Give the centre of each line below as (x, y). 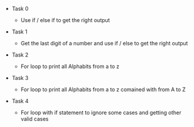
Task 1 (20, 32)
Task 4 (20, 101)
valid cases (35, 119)
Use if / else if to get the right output (65, 20)
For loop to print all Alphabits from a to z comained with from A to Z (103, 89)
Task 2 (20, 55)
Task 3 (20, 78)
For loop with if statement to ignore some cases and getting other (101, 112)
